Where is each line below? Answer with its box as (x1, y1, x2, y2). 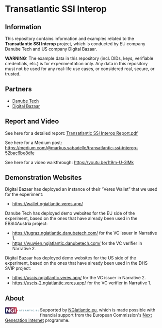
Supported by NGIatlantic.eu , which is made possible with (40, 307, 156, 313)
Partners (5, 85, 32, 93)
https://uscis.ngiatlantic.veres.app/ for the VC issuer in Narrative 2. (12, 275, 146, 281)
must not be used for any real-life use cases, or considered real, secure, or (5, 66, 155, 72)
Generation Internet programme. (5, 317, 70, 323)
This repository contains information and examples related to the (5, 36, 134, 41)
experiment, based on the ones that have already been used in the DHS (5, 260, 148, 266)
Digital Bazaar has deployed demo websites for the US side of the (5, 255, 137, 261)
